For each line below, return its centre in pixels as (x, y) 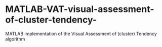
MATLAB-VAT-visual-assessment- (80, 9)
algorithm (15, 39)
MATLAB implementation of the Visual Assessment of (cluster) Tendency (81, 33)
